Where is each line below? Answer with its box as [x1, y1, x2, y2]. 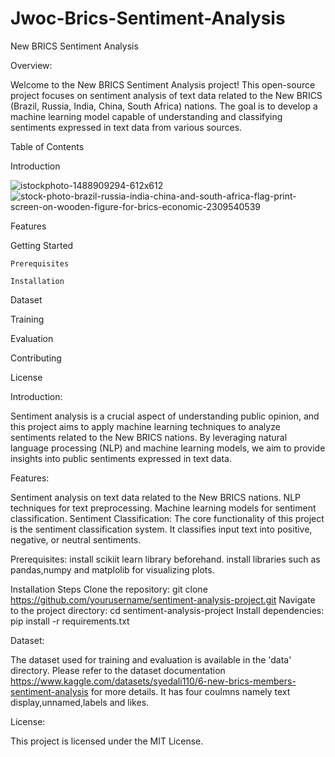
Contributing [10, 352, 62, 364]
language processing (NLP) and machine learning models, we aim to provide [10, 442, 326, 454]
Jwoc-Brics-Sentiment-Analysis [10, 7, 286, 30]
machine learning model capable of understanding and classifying [10, 110, 283, 122]
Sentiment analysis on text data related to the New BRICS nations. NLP [10, 491, 302, 503]
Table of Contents [10, 140, 85, 152]
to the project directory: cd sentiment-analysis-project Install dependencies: [10, 604, 325, 616]
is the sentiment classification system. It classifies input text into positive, [10, 523, 313, 535]
